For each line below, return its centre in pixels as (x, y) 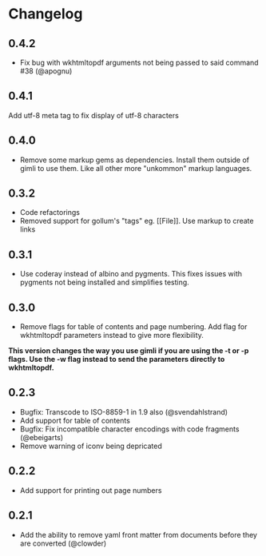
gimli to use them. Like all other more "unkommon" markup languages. (136, 168)
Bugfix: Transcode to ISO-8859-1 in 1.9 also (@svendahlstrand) (124, 411)
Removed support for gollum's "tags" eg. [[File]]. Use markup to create (137, 221)
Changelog (46, 14)
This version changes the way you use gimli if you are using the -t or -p (129, 351)
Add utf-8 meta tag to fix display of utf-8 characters (94, 115)
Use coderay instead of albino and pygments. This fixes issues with (131, 274)
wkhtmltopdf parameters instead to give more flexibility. (111, 336)
